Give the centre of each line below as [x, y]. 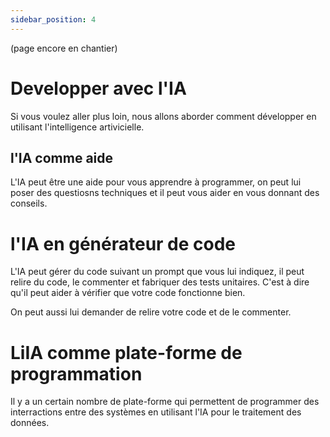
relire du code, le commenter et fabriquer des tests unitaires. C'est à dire [160, 282]
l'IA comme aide [62, 157]
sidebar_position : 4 [53, 19]
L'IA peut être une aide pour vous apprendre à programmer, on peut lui [156, 182]
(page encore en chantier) [64, 48]
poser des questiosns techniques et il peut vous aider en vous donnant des [165, 193]
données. [30, 423]
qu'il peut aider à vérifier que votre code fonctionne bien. [128, 293]
